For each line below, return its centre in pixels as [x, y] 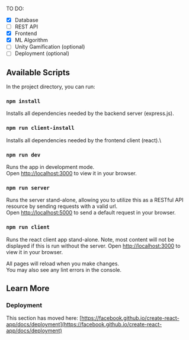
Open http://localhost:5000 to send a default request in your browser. [91, 213]
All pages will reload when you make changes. [63, 264]
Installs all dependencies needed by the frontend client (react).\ [84, 140]
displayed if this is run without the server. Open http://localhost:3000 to [93, 246]
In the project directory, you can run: [51, 87]
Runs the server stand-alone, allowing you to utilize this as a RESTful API [95, 200]
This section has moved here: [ [44, 318]
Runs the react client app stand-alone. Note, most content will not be [90, 239]
